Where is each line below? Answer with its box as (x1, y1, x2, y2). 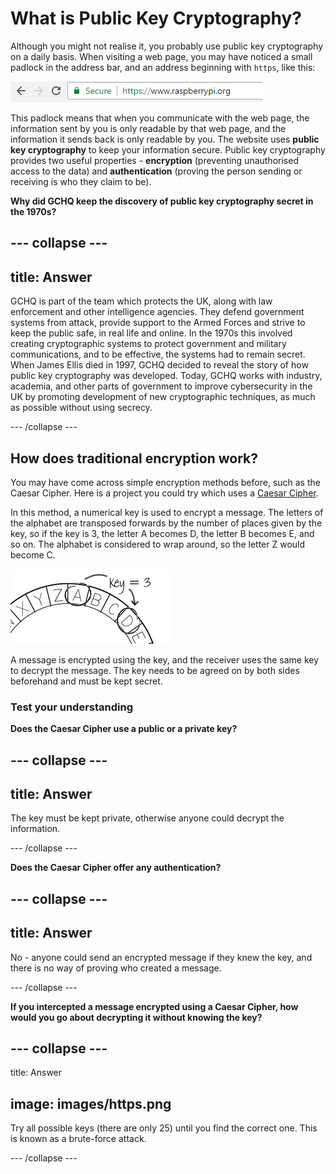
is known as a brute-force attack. (10, 1133, 147, 1145)
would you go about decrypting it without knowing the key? (10, 1011, 263, 1023)
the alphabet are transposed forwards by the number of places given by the (10, 517, 323, 529)
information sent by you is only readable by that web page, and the (10, 122, 287, 134)
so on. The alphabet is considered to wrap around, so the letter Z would (10, 538, 306, 550)
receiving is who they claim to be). (10, 175, 152, 187)
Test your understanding (10, 700, 133, 714)
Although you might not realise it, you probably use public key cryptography (10, 40, 324, 52)
